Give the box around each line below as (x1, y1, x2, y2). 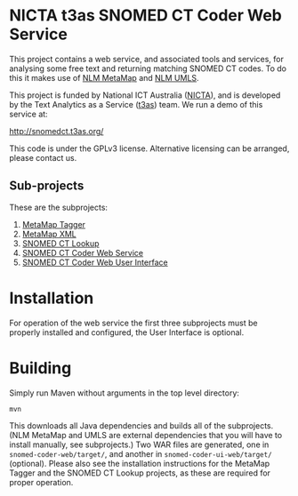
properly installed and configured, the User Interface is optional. (9, 326, 245, 338)
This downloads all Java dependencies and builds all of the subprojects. (9, 420, 274, 431)
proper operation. (9, 476, 74, 487)
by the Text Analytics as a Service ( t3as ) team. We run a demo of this (9, 99, 263, 109)
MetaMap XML (21, 228, 77, 239)
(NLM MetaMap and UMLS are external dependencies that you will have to (9, 429, 283, 440)
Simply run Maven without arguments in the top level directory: (9, 388, 240, 398)
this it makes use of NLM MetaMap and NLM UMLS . (9, 72, 199, 83)
